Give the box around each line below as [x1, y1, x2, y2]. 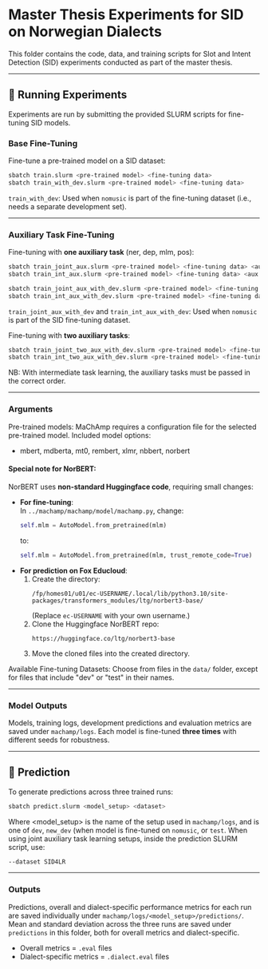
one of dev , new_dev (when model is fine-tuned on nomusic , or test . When [8, 825, 248, 835]
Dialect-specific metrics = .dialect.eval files [19, 951, 170, 961]
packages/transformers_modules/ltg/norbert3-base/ [31, 597, 204, 605]
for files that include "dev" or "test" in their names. [8, 673, 175, 682]
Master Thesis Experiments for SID [8, 6, 244, 24]
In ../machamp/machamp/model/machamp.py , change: [19, 506, 184, 515]
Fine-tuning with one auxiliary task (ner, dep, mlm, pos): [8, 248, 195, 257]
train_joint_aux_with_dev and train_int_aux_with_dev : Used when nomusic [8, 306, 258, 316]
